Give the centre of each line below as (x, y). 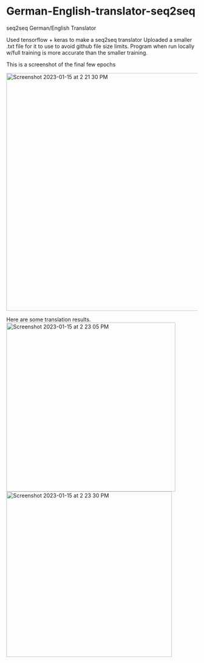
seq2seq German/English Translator (51, 28)
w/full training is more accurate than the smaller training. (77, 52)
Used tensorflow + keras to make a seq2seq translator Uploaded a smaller (99, 39)
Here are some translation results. (49, 319)
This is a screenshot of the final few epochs (61, 64)
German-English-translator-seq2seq (101, 11)
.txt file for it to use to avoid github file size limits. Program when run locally (100, 46)
